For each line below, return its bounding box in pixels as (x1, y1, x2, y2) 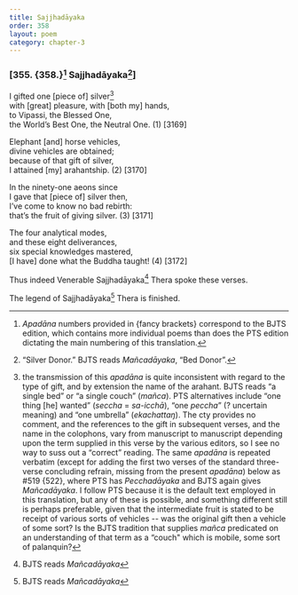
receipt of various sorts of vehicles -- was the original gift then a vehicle (21, 512, 286, 524)
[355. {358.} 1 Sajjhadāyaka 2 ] (9, 67, 137, 81)
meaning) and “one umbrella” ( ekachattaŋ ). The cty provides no (21, 409, 256, 420)
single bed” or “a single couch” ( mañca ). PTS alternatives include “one (21, 390, 281, 401)
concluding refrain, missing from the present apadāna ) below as (44, 465, 281, 476)
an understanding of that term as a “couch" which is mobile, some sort (21, 532, 281, 543)
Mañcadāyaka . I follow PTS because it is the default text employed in (21, 485, 277, 496)
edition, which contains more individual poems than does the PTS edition (21, 328, 289, 338)
